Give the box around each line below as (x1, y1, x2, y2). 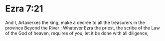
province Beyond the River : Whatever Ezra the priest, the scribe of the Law (5, 24, 160, 30)
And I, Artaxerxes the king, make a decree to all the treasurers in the (5, 19, 146, 25)
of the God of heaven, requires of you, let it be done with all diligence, (5, 30, 149, 36)
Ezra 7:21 (5, 3, 43, 14)
